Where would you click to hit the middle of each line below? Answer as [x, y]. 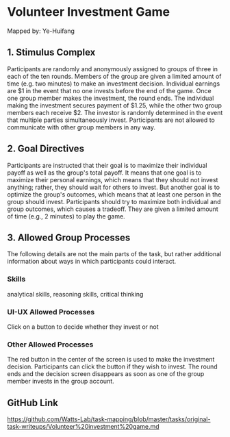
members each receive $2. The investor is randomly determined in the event [115, 112]
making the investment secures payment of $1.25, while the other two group [115, 105]
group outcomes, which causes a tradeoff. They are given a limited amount [113, 209]
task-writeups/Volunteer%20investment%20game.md [83, 427]
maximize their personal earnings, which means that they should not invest [113, 179]
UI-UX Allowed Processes [51, 312]
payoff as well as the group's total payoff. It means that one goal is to [104, 173]
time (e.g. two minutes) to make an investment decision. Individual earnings [114, 84]
